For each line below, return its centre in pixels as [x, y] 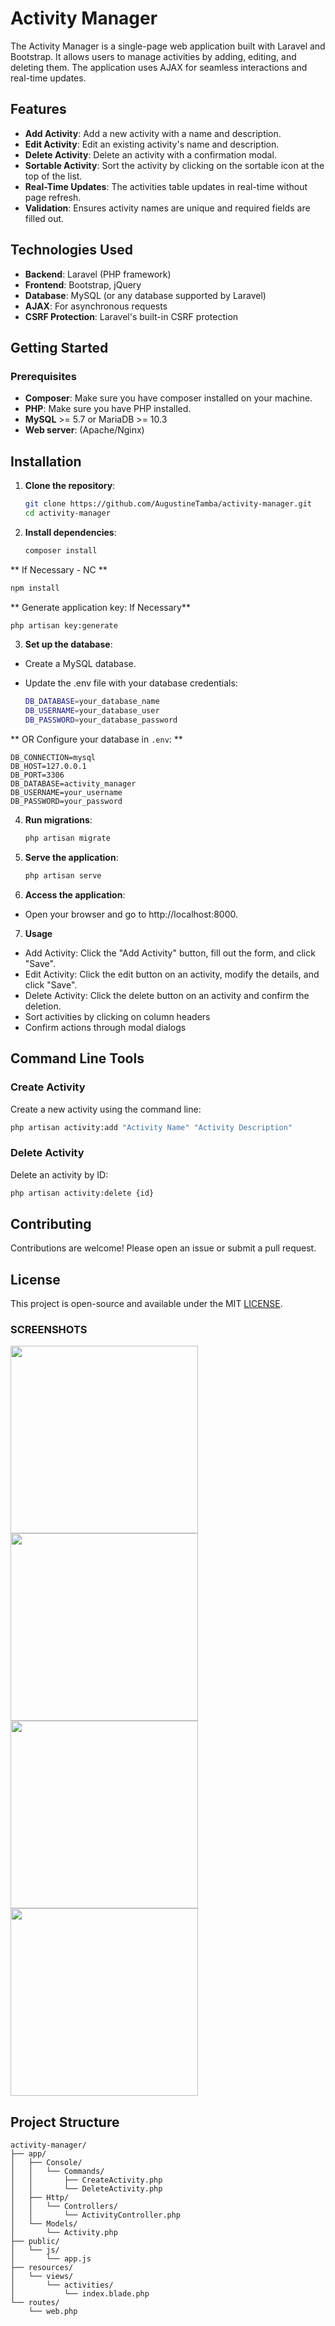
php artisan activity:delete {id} [82, 1193]
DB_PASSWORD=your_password [66, 802]
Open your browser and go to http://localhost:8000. [131, 914]
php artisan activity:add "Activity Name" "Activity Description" [151, 1127]
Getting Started [59, 347]
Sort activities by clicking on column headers [117, 1016]
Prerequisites [43, 376]
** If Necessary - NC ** [59, 569]
